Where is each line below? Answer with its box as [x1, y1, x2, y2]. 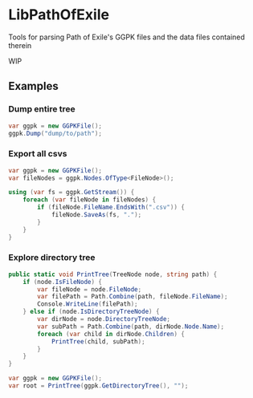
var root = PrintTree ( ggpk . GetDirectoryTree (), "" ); [8, 382, 189, 390]
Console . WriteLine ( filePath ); [37, 300, 138, 308]
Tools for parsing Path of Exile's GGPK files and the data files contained [8, 32, 245, 42]
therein [8, 40, 32, 50]
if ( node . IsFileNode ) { [22, 278, 103, 286]
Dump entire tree [8, 104, 76, 115]
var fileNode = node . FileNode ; [37, 285, 142, 294]
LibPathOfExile [8, 6, 110, 24]
